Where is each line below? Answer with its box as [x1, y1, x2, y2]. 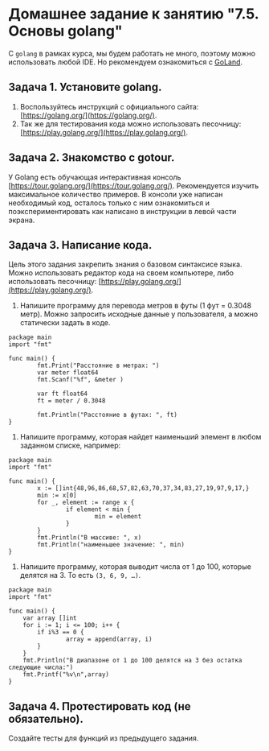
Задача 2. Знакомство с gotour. [8, 151, 175, 165]
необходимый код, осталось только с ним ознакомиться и [8, 198, 210, 208]
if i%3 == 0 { [37, 629, 84, 637]
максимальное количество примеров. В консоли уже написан [8, 189, 223, 199]
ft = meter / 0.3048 [37, 397, 106, 405]
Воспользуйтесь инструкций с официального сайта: [19, 101, 199, 111]
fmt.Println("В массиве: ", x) [37, 534, 142, 542]
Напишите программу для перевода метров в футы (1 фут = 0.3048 [19, 301, 251, 311]
